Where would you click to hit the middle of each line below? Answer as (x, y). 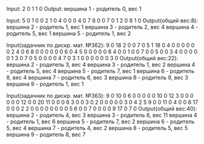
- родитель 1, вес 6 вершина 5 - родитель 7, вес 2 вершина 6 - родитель (100, 122)
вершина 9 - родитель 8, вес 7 (46, 134)
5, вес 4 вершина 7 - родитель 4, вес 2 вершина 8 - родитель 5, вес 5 (97, 128)
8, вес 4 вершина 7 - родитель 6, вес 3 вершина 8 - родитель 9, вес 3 (97, 77)
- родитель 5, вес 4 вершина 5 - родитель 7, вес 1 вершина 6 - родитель (100, 71)
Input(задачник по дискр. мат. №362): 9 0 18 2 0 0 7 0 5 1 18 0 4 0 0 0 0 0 (100, 45)
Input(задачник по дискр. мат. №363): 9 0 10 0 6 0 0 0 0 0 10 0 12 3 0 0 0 (100, 96)
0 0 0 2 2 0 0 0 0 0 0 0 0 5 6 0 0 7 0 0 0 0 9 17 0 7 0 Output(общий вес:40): (102, 108)
